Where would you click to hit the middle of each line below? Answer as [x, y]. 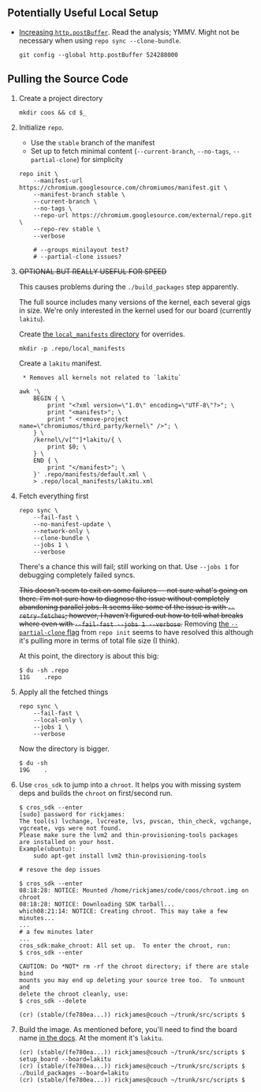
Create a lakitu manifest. [60, 363]
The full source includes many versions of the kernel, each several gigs [134, 302]
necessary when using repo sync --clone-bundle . [100, 40]
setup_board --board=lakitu [65, 1059]
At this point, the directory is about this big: [89, 655]
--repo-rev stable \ [67, 229]
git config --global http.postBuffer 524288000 [98, 54]
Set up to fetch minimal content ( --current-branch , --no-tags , [131, 151]
